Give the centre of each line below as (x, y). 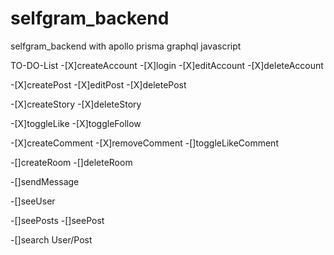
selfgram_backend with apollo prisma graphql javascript (126, 46)
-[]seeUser (33, 201)
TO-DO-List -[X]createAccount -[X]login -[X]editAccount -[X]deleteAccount (167, 65)
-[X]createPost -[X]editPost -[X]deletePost (98, 84)
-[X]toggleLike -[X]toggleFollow (76, 123)
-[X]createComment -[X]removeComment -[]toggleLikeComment (144, 143)
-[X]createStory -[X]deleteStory (76, 104)
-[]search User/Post (51, 239)
